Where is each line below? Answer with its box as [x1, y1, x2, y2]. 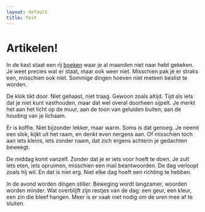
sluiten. [6, 200, 25, 207]
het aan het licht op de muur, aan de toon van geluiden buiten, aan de [6, 105, 182, 113]
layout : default [6, 9, 48, 15]
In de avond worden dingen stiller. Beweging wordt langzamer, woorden [6, 180, 188, 187]
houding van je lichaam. [6, 112, 67, 119]
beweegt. [6, 143, 31, 151]
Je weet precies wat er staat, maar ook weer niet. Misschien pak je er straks [6, 68, 199, 75]
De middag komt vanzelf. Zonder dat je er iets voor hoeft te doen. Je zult [6, 156, 190, 163]
